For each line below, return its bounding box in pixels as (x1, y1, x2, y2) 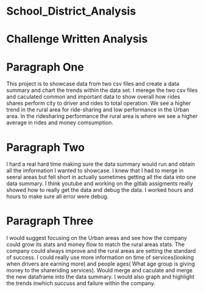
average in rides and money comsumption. (6, 119, 114, 126)
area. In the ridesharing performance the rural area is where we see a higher (6, 113, 198, 120)
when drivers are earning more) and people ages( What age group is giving (6, 260, 195, 267)
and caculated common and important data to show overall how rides (6, 93, 181, 101)
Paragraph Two (6, 140, 85, 154)
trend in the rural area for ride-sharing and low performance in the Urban (6, 106, 189, 113)
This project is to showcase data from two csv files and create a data (6, 80, 180, 88)
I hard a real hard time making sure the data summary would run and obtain (6, 160, 195, 168)
